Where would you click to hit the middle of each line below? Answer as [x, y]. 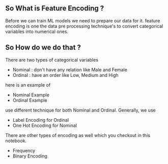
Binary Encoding [30, 156]
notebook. [16, 141]
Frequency [24, 150]
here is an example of [28, 85]
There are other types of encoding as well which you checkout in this [78, 135]
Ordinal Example [30, 100]
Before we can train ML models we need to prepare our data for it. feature [83, 20]
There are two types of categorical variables [52, 60]
